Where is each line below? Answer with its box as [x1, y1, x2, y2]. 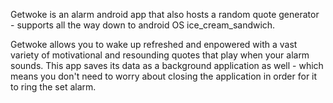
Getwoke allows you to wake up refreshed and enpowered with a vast [10, 39, 298, 50]
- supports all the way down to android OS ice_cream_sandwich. [10, 19, 276, 31]
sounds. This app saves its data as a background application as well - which [10, 60, 324, 71]
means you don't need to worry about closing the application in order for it [10, 70, 318, 82]
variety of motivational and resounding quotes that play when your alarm [10, 49, 310, 61]
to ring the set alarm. [10, 81, 97, 93]
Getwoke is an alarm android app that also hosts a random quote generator [10, 9, 320, 20]
